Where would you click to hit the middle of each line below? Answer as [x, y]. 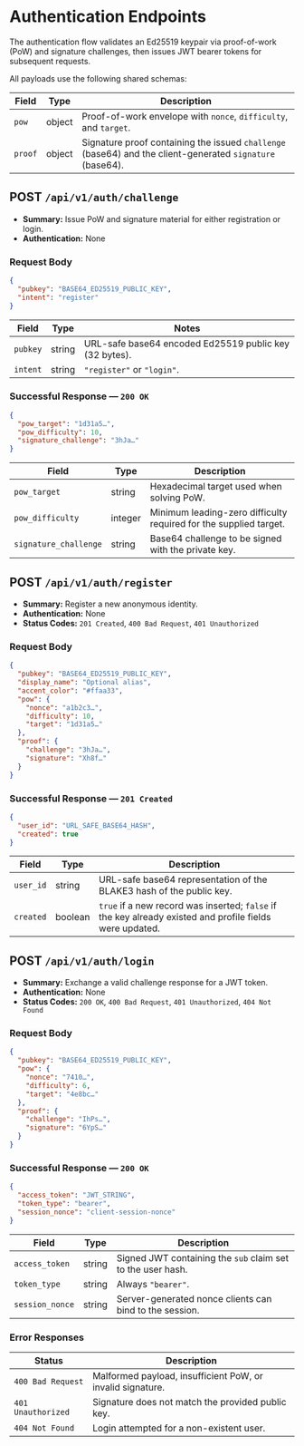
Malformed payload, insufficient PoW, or [178, 1375]
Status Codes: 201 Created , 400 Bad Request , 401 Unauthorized [141, 624]
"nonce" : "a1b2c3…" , [64, 708]
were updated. [130, 928]
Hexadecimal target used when [216, 487]
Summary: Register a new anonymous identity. [110, 604]
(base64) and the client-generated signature [178, 153]
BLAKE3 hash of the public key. [166, 891]
